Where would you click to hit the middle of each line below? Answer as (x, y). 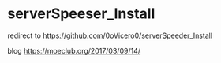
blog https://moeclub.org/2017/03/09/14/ (74, 50)
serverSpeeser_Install (81, 14)
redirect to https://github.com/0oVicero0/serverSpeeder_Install (110, 35)
